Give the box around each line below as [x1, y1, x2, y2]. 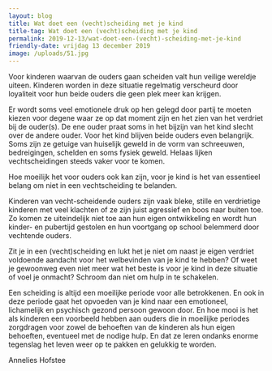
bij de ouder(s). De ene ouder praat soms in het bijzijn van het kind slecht [8, 122, 254, 131]
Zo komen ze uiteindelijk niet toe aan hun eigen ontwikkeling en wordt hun [8, 214, 257, 223]
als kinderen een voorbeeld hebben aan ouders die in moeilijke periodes [8, 313, 250, 323]
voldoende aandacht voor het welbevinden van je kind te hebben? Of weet [8, 255, 257, 264]
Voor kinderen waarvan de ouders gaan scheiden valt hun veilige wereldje [8, 72, 257, 81]
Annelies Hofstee [8, 356, 67, 365]
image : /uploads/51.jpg [8, 49, 89, 58]
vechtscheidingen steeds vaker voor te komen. [8, 156, 165, 166]
